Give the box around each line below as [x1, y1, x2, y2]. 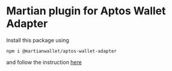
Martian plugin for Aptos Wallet [6, 4, 167, 18]
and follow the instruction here [6, 58, 82, 66]
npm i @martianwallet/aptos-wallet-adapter [6, 48, 117, 54]
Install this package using [6, 36, 69, 44]
